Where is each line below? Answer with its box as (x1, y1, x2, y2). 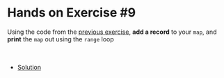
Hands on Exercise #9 (7, 5, 136, 21)
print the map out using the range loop (7, 35, 115, 43)
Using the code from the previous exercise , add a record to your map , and (7, 28, 217, 36)
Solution (17, 63, 42, 71)
